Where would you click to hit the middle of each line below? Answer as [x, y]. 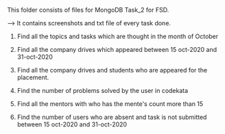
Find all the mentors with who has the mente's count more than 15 [110, 104]
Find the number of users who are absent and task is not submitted [112, 117]
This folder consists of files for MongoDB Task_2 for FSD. [88, 10]
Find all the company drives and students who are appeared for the [112, 70]
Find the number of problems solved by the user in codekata [103, 91]
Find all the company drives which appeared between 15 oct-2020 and [117, 50]
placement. [33, 77]
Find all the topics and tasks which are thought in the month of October [118, 36]
